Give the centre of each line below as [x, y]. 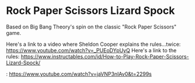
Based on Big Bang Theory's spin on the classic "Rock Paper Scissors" [91, 27]
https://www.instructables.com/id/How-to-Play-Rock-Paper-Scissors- [105, 56]
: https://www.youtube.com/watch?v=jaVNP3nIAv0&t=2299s [79, 74]
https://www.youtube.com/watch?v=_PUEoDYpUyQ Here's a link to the [91, 50]
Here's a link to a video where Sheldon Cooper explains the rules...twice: [93, 44]
